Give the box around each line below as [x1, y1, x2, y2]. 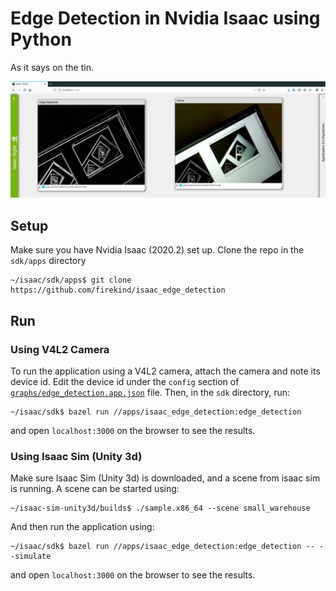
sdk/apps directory [10, 255, 87, 267]
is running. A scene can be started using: [10, 483, 180, 495]
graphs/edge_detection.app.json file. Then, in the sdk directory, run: [10, 386, 291, 398]
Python [10, 28, 72, 51]
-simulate [10, 552, 52, 562]
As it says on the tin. [10, 61, 94, 73]
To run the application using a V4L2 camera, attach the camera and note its [10, 365, 321, 377]
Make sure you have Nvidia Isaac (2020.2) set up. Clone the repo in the [10, 244, 305, 256]
